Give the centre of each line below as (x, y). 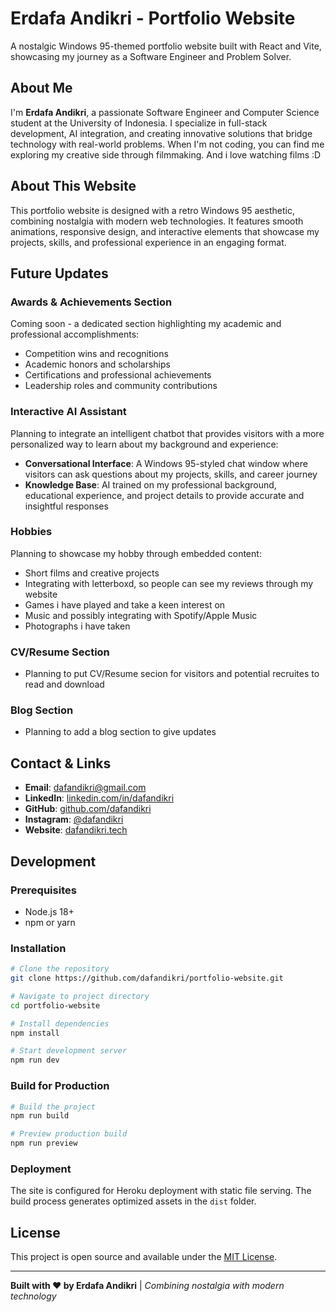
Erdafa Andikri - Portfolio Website (153, 18)
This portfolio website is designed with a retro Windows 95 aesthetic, (152, 210)
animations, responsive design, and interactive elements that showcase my (165, 231)
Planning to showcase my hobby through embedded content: (136, 553)
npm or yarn (50, 922)
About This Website (73, 186)
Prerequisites (43, 890)
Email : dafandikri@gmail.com (85, 788)
